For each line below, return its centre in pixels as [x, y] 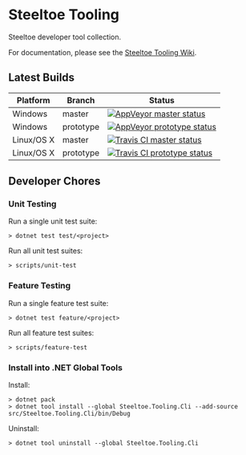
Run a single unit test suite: [53, 221]
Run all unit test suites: [46, 251]
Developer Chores [54, 181]
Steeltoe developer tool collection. [65, 37]
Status [161, 100]
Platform [33, 100]
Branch [81, 100]
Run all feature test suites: [51, 332]
